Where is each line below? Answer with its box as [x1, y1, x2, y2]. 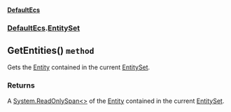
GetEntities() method [7, 44, 94, 56]
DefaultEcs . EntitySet [7, 23, 80, 33]
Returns [7, 80, 35, 90]
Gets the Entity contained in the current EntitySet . [7, 63, 150, 71]
